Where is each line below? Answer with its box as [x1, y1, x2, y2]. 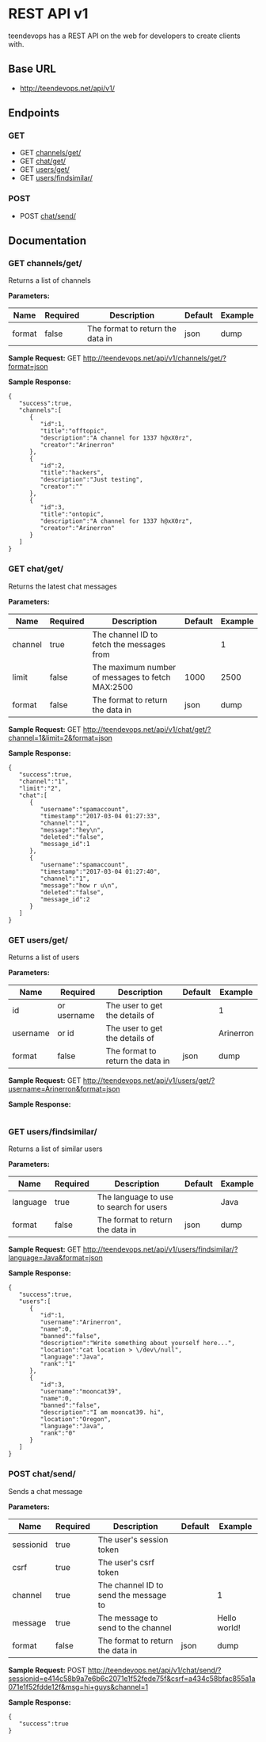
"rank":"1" [40, 1360, 77, 1368]
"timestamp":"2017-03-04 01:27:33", [40, 812, 161, 820]
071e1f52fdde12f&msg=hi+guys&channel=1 [8, 1682, 149, 1691]
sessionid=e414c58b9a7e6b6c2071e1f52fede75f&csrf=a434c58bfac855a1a [8, 1673, 256, 1683]
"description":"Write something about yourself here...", [40, 1340, 236, 1347]
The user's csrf [97, 1557, 155, 1568]
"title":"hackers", [40, 469, 104, 477]
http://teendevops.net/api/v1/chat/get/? [82, 724, 211, 734]
